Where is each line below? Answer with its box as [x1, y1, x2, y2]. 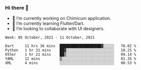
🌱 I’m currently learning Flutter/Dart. [12, 20, 84, 26]
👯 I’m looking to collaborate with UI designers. [12, 26, 105, 32]
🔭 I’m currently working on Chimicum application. [12, 16, 111, 21]
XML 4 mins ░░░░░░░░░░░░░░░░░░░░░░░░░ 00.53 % [5, 61, 137, 66]
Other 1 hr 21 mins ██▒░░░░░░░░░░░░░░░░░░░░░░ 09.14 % [5, 52, 137, 57]
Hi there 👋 [5, 4, 29, 11]
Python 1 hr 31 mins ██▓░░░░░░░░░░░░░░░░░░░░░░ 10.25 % [5, 48, 137, 53]
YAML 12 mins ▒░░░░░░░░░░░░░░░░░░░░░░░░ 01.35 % [5, 56, 137, 61]
